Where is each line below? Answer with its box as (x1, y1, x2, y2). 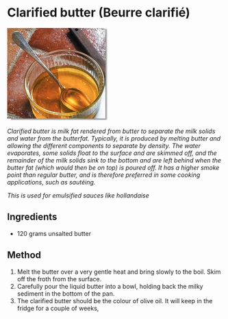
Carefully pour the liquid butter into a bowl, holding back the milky (16, 282, 203, 290)
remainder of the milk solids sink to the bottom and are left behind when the (7, 156, 221, 164)
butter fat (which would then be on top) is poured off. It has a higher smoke (7, 163, 220, 172)
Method (7, 249, 42, 261)
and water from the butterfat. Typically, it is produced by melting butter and (7, 134, 221, 142)
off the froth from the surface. (16, 274, 102, 283)
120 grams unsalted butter (16, 229, 91, 237)
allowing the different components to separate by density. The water (7, 141, 201, 150)
